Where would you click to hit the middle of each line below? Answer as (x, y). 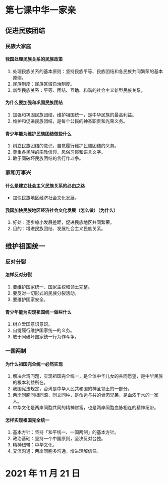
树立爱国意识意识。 (33, 324)
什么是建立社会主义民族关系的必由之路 (45, 186)
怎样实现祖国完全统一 (27, 420)
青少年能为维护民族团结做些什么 (38, 134)
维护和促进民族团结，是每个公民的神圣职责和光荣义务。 (70, 121)
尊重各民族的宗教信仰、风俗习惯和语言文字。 (59, 152)
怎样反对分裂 (18, 275)
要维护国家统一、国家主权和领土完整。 (52, 287)
